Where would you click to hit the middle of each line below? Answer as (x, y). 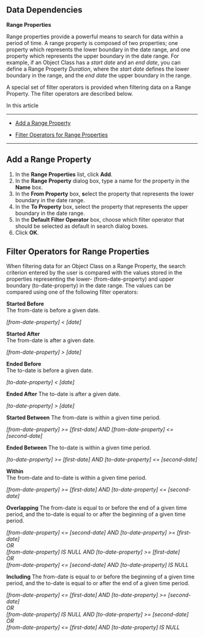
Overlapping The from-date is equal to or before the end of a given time (97, 508)
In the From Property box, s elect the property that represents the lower (104, 194)
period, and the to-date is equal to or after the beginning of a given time (96, 515)
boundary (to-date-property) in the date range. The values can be (89, 286)
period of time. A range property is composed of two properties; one (92, 43)
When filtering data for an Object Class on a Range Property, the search (96, 266)
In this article (22, 105)
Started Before (25, 304)
